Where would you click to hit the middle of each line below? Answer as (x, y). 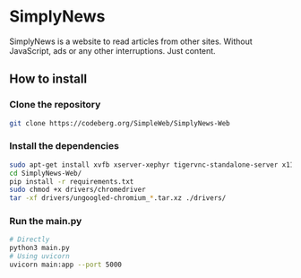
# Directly (30, 239)
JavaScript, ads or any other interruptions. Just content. (113, 50)
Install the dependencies (64, 146)
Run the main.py (46, 222)
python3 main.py (39, 248)
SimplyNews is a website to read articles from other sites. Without (131, 41)
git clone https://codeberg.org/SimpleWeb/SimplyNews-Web (120, 123)
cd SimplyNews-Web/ (46, 173)
